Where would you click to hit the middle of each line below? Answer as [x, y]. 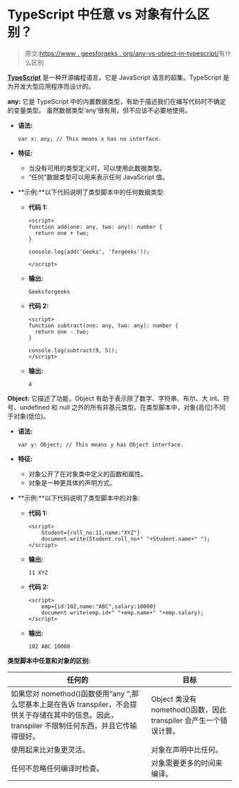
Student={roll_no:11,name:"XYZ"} [91, 533]
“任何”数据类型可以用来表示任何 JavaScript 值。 [99, 177]
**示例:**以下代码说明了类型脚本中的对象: [79, 498]
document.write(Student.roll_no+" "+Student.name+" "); [126, 539]
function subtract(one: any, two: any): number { [103, 325]
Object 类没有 [174, 699]
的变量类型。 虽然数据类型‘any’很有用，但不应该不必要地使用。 [100, 110]
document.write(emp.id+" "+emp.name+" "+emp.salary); [123, 612]
